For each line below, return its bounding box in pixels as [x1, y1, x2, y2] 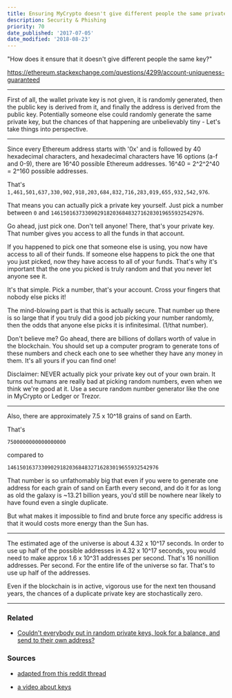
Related [7, 614, 34, 623]
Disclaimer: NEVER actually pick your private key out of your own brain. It [7, 370, 215, 378]
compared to [7, 451, 43, 459]
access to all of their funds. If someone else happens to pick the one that [7, 250, 215, 258]
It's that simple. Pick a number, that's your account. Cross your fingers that [7, 285, 221, 294]
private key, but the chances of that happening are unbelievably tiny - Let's [7, 118, 221, 126]
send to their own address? [17, 636, 95, 645]
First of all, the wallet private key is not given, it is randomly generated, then [7, 96, 223, 104]
